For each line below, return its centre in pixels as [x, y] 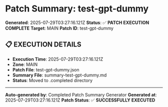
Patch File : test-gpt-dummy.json [46, 69]
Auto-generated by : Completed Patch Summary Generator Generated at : [81, 94]
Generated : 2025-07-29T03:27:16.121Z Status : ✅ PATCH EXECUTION [77, 22]
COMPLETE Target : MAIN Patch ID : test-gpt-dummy [59, 28]
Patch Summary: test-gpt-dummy [77, 9]
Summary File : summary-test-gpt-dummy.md [59, 75]
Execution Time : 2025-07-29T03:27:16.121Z [58, 59]
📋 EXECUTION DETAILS [43, 45]
